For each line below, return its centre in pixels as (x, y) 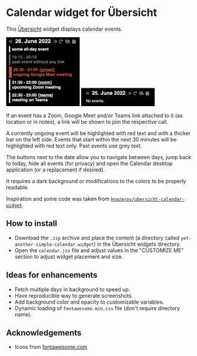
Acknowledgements (44, 333)
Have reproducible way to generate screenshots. (74, 295)
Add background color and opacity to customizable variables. (89, 302)
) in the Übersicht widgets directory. (137, 244)
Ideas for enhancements (52, 275)
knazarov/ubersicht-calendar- (148, 199)
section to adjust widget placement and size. (69, 256)
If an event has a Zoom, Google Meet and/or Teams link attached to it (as (94, 116)
